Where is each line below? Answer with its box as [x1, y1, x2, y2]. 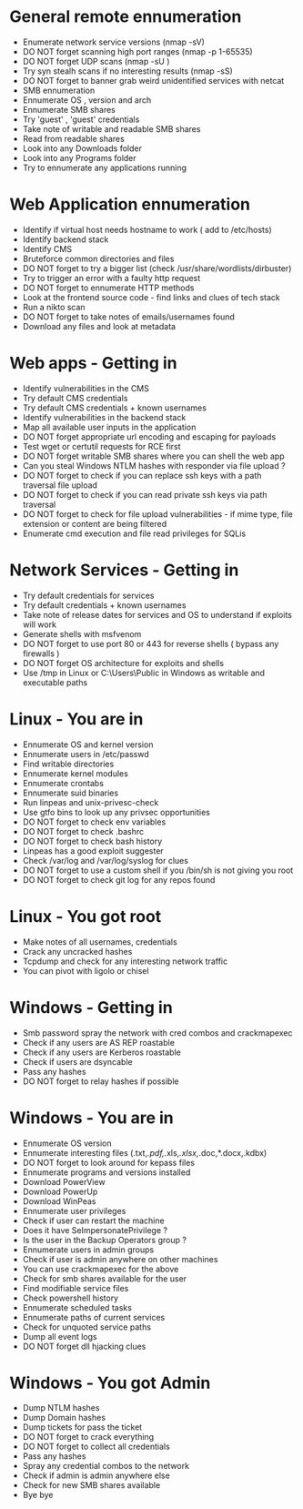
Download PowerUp [22, 1186, 98, 1197]
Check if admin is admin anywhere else [22, 1470, 170, 1481]
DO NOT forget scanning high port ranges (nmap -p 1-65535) [22, 46, 253, 56]
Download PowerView [22, 1176, 106, 1187]
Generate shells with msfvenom [22, 628, 142, 639]
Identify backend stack [22, 234, 109, 245]
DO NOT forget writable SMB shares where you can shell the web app [22, 451, 285, 461]
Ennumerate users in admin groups [22, 1244, 155, 1255]
